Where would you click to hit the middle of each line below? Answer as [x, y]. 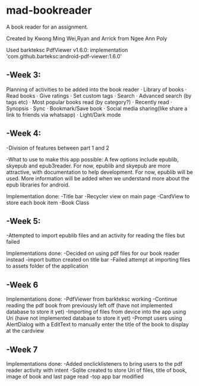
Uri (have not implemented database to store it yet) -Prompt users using [94, 318]
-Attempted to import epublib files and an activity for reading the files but [96, 235]
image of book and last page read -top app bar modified [75, 376]
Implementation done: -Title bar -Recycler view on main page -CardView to [98, 196]
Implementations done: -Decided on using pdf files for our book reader [93, 253]
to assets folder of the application [47, 266]
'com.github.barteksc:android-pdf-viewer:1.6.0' [64, 56]
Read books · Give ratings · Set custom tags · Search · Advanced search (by [99, 95]
